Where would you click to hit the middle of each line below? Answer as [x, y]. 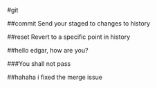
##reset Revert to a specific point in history [69, 37]
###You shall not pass [39, 64]
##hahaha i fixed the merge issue [55, 77]
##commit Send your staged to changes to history [79, 23]
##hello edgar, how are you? [48, 50]
